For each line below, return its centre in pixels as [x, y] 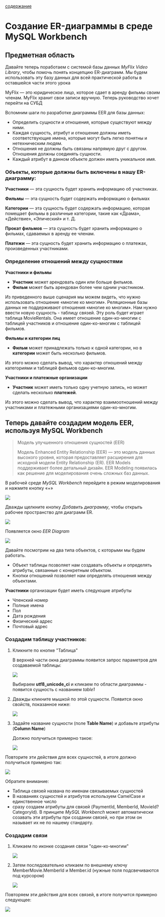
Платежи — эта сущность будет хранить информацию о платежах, [76, 243]
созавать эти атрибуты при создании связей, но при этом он [77, 817]
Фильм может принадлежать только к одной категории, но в [77, 348]
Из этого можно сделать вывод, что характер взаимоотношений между [82, 402]
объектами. [25, 581]
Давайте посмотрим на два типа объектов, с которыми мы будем [75, 550]
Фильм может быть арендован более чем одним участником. [78, 287]
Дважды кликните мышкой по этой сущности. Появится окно [77, 699]
